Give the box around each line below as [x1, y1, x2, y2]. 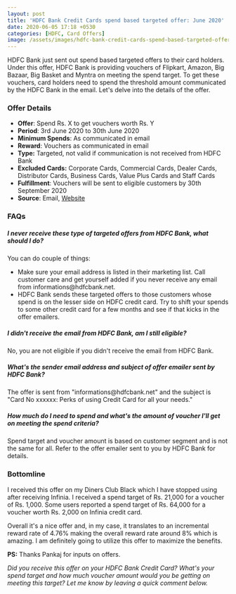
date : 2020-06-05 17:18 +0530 [7, 23, 96, 30]
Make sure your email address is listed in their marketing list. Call [17, 268, 206, 277]
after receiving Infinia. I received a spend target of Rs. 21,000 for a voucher [7, 493, 225, 501]
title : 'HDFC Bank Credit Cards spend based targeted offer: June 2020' [7, 17, 225, 24]
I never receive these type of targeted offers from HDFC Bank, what [7, 229, 209, 237]
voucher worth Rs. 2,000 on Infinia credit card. [7, 507, 143, 516]
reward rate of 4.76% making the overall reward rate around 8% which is [7, 529, 218, 537]
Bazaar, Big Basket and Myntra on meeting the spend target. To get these [7, 71, 220, 80]
